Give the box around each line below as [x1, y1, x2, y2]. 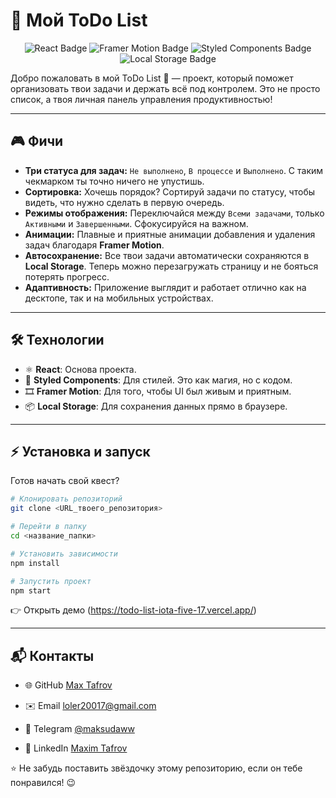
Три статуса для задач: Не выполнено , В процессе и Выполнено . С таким [24, 164, 324, 176]
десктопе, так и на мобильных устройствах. [24, 292, 214, 304]
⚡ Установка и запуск [10, 443, 151, 460]
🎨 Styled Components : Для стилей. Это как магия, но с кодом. [24, 374, 293, 386]
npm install [10, 558, 60, 568]
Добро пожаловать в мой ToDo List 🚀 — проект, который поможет [10, 72, 294, 84]
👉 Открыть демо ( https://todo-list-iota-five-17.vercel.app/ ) [10, 604, 257, 616]
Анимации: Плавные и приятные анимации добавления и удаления [24, 228, 316, 240]
